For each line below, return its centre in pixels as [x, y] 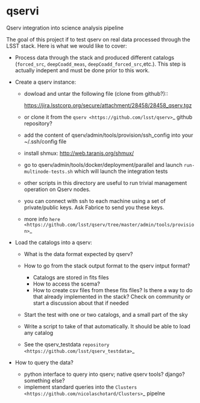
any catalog [39, 333]
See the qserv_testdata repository [67, 344]
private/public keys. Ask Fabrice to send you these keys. [94, 207]
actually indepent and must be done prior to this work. [82, 70]
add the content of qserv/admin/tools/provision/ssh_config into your [108, 135]
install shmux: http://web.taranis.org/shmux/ [79, 153]
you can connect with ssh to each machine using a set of [95, 201]
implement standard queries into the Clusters [80, 387]
